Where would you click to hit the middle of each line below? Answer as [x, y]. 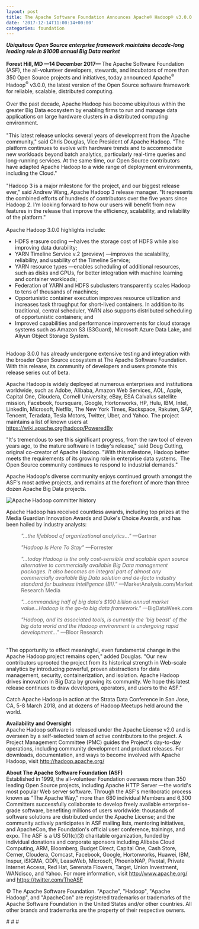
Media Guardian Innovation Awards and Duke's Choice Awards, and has [94, 518]
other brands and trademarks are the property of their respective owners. [96, 910]
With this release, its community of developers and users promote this [92, 366]
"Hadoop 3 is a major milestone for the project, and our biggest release [93, 186]
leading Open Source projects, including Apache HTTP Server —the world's [99, 785]
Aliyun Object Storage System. [52, 336]
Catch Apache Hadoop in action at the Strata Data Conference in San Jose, [98, 699]
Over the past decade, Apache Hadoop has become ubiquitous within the [96, 104]
